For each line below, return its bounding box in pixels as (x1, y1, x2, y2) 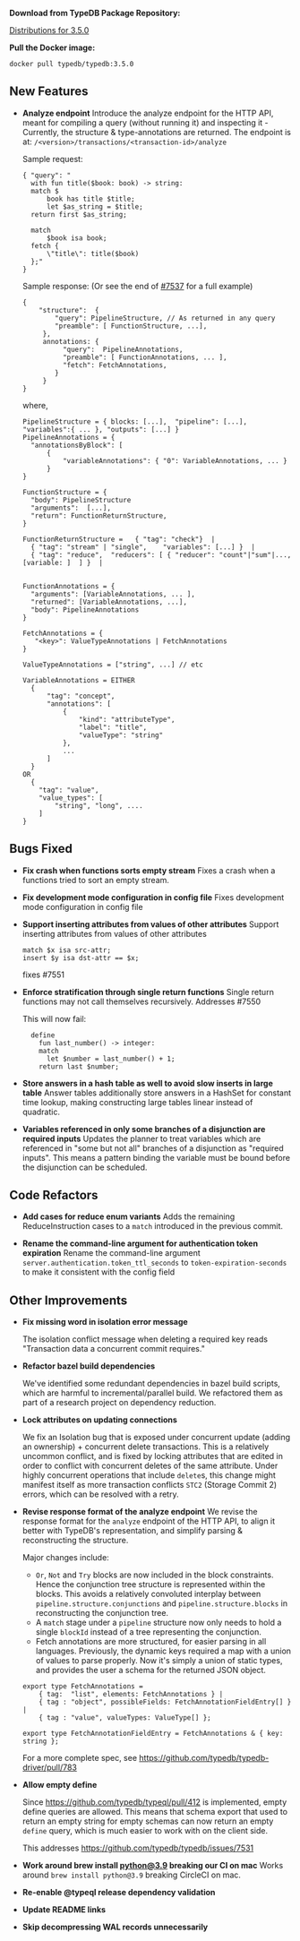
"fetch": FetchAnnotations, (62, 360, 167, 370)
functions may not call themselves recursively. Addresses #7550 (21, 996, 261, 1007)
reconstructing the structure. (21, 1535, 129, 1546)
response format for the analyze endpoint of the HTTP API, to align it (21, 1516, 276, 1526)
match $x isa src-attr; (21, 945, 112, 955)
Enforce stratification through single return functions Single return (21, 986, 275, 997)
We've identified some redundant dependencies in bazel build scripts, (21, 1378, 280, 1389)
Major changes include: (21, 1552, 109, 1563)
